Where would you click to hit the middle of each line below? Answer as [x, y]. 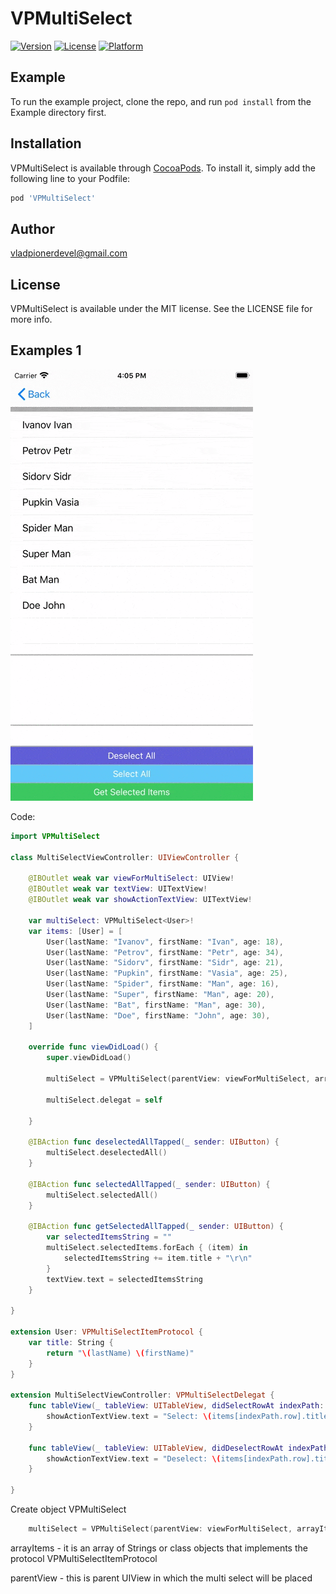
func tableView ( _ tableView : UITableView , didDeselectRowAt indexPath [178, 1448]
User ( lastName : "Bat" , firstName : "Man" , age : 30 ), [156, 1005]
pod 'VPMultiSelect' [53, 198]
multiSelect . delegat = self [104, 1100]
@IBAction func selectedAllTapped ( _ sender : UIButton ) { [149, 1184]
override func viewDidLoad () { [93, 1047]
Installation [46, 143]
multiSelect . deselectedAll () [107, 1153]
